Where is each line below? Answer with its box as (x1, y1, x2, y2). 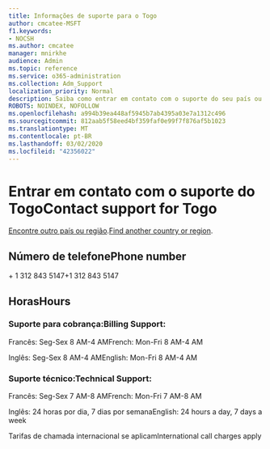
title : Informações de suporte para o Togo (8, 11, 158, 20)
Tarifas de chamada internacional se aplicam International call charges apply (8, 431, 262, 441)
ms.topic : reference (8, 65, 78, 73)
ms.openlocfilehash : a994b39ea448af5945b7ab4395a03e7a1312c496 (8, 110, 226, 118)
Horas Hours (8, 294, 71, 308)
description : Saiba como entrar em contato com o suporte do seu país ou (8, 95, 263, 103)
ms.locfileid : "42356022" (8, 147, 95, 155)
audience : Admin (8, 57, 63, 66)
